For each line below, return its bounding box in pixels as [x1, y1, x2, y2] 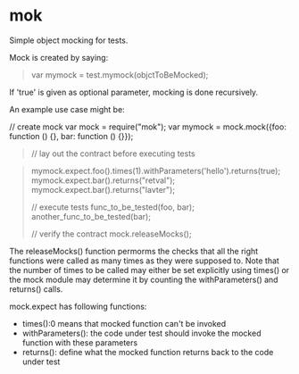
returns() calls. [9, 283, 63, 295]
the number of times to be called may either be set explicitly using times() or [9, 264, 290, 275]
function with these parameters [21, 337, 138, 348]
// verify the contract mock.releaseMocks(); [30, 229, 192, 239]
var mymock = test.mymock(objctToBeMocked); [30, 69, 209, 80]
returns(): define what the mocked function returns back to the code [21, 346, 274, 357]
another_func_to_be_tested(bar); [30, 211, 152, 221]
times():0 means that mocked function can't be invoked [21, 318, 227, 328]
